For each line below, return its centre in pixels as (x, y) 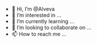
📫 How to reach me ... (39, 34)
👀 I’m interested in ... (36, 15)
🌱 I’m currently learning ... (43, 21)
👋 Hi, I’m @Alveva (33, 9)
